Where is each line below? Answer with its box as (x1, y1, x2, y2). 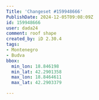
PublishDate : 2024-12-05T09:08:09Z (6, 14, 94, 20)
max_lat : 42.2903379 (11, 80, 62, 86)
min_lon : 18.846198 (11, 63, 60, 69)
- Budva (6, 52, 25, 58)
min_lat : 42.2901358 (11, 69, 62, 75)
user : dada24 (6, 25, 38, 31)
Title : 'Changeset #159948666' (6, 8, 83, 15)
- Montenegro (6, 47, 38, 53)
